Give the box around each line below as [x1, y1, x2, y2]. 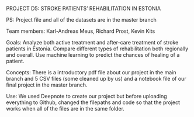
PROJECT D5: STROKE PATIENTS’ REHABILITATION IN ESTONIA [6, 5, 161, 12]
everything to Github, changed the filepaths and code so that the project [6, 99, 180, 106]
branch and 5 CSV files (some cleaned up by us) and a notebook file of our [6, 75, 186, 82]
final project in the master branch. [6, 81, 88, 88]
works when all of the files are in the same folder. [6, 105, 124, 112]
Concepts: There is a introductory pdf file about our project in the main [6, 69, 176, 75]
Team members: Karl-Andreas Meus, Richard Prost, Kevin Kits [6, 27, 155, 35]
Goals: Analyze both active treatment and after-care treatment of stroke [6, 39, 179, 46]
